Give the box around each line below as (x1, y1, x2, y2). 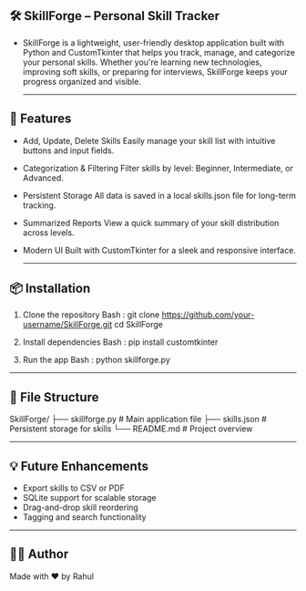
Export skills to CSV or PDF (22, 482, 125, 493)
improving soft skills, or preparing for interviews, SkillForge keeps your (22, 66, 289, 77)
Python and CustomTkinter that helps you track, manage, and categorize (22, 47, 296, 57)
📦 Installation (9, 281, 91, 296)
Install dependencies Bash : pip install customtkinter (22, 337, 219, 347)
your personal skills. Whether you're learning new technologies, (22, 57, 262, 67)
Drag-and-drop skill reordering (22, 502, 138, 513)
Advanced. (22, 172, 64, 183)
